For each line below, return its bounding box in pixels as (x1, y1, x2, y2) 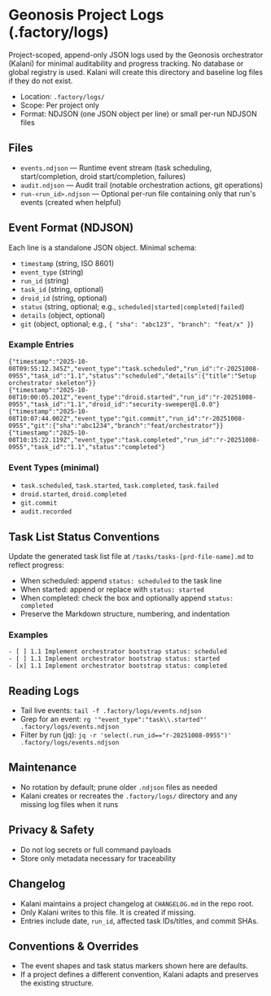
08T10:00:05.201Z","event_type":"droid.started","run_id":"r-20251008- (8, 393, 256, 401)
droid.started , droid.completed (20, 489, 128, 499)
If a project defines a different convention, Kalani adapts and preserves (20, 970, 259, 980)
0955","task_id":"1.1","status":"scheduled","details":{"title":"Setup (8, 372, 256, 380)
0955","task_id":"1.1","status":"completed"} (8, 443, 165, 451)
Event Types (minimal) (8, 461, 99, 473)
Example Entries (8, 339, 75, 351)
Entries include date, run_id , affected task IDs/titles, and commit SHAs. (20, 915, 259, 925)
